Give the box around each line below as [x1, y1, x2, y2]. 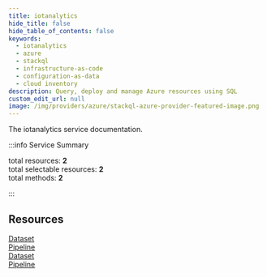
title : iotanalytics [8, 11, 79, 20]
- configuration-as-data [15, 72, 100, 80]
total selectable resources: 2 [8, 164, 104, 174]
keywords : [8, 34, 42, 43]
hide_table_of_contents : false [8, 27, 114, 35]
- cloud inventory [15, 79, 79, 87]
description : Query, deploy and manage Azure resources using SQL [8, 87, 238, 96]
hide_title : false [8, 19, 71, 28]
